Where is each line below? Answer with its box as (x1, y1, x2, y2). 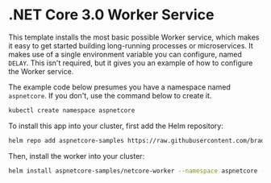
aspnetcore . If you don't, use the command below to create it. (8, 90, 212, 100)
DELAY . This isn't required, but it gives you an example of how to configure (8, 58, 253, 68)
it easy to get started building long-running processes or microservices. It (8, 40, 254, 50)
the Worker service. (8, 66, 74, 76)
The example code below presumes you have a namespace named (8, 82, 231, 92)
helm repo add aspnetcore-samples (8, 136, 125, 144)
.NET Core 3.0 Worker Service (8, 6, 215, 24)
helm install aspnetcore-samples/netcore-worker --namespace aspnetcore (8, 167, 258, 175)
